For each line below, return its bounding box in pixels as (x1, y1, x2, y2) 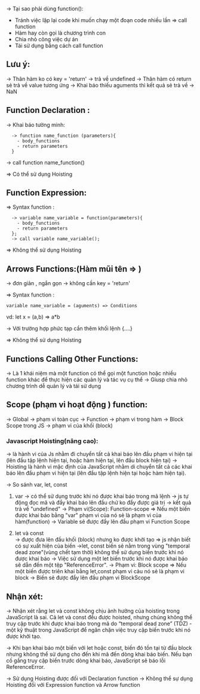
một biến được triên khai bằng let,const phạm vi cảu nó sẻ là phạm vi (14, 568, 185, 575)
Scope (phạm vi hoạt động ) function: (6, 400, 148, 410)
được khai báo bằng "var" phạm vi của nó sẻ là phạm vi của (14, 512, 162, 519)
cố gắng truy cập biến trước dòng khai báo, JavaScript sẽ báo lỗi (6, 657, 166, 664)
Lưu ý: (6, 59, 30, 69)
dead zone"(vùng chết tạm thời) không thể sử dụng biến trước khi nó (14, 549, 184, 556)
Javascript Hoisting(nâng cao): (6, 436, 99, 445)
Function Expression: (6, 188, 87, 198)
